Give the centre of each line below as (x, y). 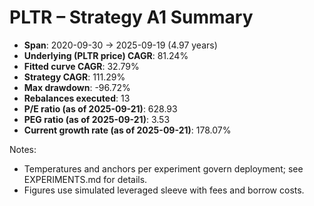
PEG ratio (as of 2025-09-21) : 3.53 (97, 119)
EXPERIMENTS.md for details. (85, 179)
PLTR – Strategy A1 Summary (131, 17)
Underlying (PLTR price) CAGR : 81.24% (106, 55)
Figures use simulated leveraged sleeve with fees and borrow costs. (164, 190)
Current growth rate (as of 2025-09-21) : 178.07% (127, 130)
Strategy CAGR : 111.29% (74, 77)
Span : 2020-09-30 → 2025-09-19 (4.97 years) (120, 45)
